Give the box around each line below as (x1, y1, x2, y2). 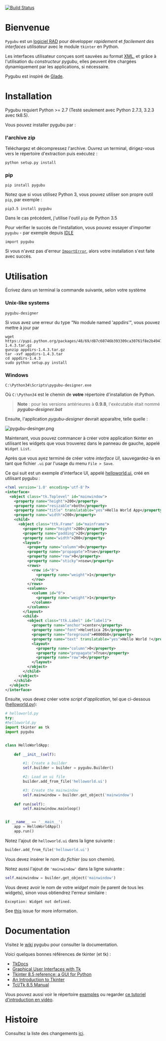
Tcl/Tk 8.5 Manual (12, 982, 49, 988)
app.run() (14, 829, 35, 834)
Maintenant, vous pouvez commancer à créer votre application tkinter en (5, 435, 153, 441)
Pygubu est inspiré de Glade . (5, 73, 64, 79)
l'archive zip (5, 134, 36, 141)
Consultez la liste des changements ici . (5, 1030, 85, 1036)
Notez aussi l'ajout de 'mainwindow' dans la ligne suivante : (5, 866, 125, 872)
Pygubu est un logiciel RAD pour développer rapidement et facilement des (5, 38, 154, 44)
